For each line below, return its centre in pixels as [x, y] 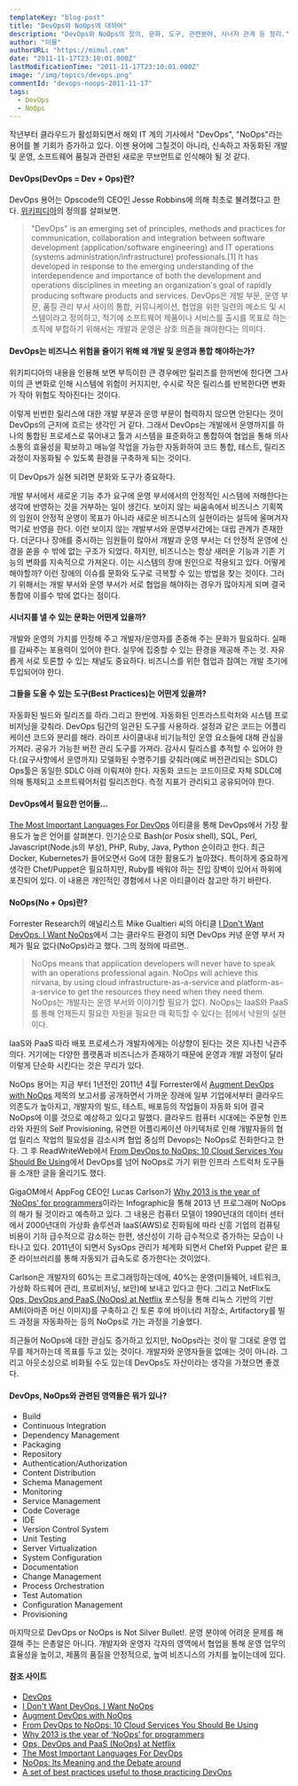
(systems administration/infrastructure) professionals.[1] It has [145, 257]
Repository [42, 1453]
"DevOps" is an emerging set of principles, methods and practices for [158, 229]
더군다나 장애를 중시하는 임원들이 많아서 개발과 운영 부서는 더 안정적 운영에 [150, 540]
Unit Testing [44, 1539]
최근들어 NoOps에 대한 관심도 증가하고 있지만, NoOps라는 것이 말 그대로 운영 [143, 1341]
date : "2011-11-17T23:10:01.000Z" [73, 59]
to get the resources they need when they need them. [166, 992]
